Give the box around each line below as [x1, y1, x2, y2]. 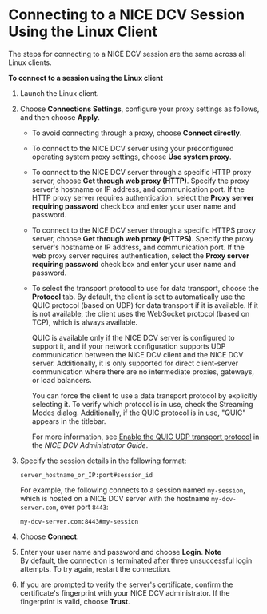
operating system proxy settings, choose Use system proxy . [31, 152, 232, 161]
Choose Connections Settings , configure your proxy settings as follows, [19, 104, 260, 114]
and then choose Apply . [19, 112, 100, 122]
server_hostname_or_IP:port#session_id [19, 471, 153, 479]
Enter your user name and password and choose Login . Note [19, 547, 222, 556]
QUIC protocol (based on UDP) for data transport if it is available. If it [31, 300, 258, 309]
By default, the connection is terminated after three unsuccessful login [19, 556, 253, 565]
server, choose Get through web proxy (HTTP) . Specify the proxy [31, 176, 249, 185]
